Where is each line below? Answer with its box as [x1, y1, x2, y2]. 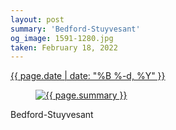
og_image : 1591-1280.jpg [10, 33, 114, 43]
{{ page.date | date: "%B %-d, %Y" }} [10, 70, 166, 82]
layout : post [10, 14, 65, 25]
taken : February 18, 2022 [10, 42, 118, 53]
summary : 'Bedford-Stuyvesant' [10, 24, 141, 34]
